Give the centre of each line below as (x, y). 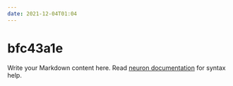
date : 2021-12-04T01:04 (42, 14)
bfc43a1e (35, 48)
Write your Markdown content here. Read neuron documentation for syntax (116, 68)
